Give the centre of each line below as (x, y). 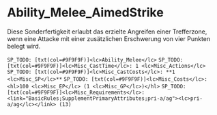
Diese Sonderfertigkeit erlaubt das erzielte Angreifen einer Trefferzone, (107, 31)
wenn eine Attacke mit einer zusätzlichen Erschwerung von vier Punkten (109, 38)
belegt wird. (24, 46)
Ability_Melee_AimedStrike (85, 13)
